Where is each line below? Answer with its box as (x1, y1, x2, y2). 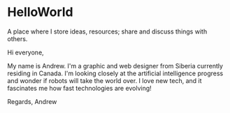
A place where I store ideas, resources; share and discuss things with (7, 27, 208, 36)
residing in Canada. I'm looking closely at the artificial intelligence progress (7, 69, 224, 77)
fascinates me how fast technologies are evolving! (7, 84, 152, 92)
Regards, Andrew (7, 97, 57, 105)
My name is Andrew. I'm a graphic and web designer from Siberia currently (7, 61, 224, 70)
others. (7, 34, 28, 43)
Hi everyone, (7, 48, 44, 56)
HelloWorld (7, 4, 73, 20)
